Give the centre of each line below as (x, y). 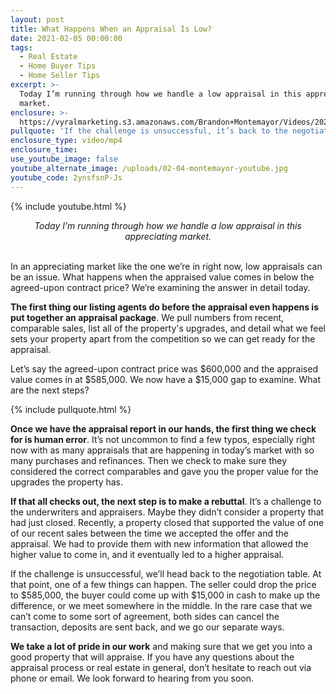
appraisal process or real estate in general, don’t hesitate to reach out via (161, 667)
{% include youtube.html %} (68, 206)
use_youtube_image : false (64, 159)
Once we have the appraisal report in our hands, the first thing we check (163, 428)
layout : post (37, 19)
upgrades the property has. (67, 482)
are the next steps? (50, 390)
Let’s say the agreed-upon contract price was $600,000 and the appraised (164, 368)
